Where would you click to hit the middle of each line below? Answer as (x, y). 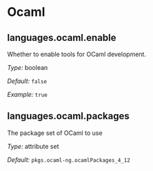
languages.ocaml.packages (68, 116)
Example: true (28, 94)
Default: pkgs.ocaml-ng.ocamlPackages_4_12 (69, 159)
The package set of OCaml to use (55, 133)
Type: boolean (28, 67)
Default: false (27, 81)
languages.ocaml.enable (62, 38)
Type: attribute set (33, 146)
